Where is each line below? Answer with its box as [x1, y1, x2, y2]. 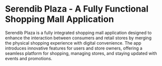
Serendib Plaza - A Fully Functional [5, 3, 149, 15]
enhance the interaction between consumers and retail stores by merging [5, 35, 152, 41]
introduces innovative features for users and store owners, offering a [5, 45, 143, 51]
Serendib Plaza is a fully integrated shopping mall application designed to [5, 30, 152, 35]
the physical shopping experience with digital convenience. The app [5, 40, 142, 46]
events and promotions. [5, 55, 52, 61]
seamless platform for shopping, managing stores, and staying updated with [5, 50, 158, 56]
